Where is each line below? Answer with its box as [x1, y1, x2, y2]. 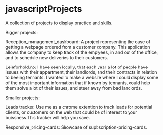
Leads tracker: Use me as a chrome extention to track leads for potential [5, 104, 152, 110]
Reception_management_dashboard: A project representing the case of [5, 38, 151, 45]
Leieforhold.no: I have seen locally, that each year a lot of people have [5, 64, 148, 70]
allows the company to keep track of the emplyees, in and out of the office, [5, 49, 158, 55]
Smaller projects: [5, 95, 40, 101]
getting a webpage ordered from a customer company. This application [5, 44, 150, 50]
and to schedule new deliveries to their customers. [5, 54, 108, 60]
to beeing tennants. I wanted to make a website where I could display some [5, 74, 159, 80]
